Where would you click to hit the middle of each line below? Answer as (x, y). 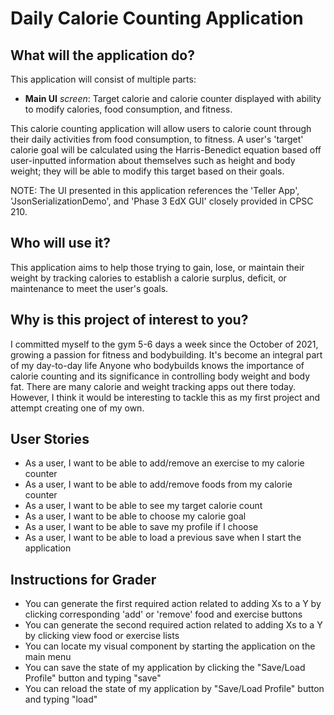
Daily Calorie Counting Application (157, 18)
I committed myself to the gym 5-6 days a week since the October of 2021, (164, 344)
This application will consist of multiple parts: (103, 79)
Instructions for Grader (83, 579)
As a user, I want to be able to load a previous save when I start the (163, 538)
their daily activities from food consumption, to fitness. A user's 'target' (157, 139)
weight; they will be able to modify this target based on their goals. (147, 171)
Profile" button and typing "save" (93, 678)
